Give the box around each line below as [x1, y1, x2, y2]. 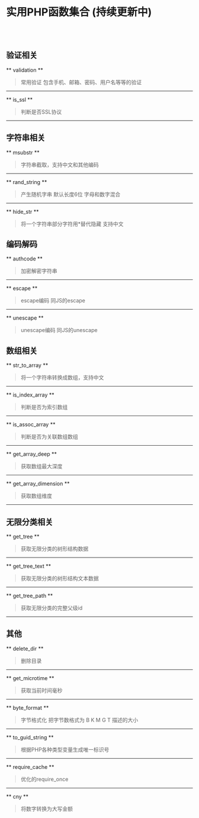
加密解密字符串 [20, 268, 57, 275]
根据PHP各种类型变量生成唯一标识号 [20, 746, 110, 753]
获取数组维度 [20, 492, 52, 500]
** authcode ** [6, 255, 43, 262]
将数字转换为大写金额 [20, 805, 73, 812]
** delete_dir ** [6, 645, 44, 652]
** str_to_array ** [6, 362, 49, 369]
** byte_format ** [6, 704, 49, 711]
